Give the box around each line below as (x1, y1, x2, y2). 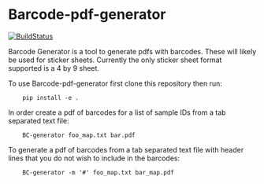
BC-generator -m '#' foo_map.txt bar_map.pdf (22, 168, 175, 176)
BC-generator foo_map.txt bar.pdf (22, 131, 136, 139)
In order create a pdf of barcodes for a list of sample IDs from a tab (8, 108, 226, 117)
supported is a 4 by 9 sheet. (8, 63, 100, 72)
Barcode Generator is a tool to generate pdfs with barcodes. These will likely (8, 46, 257, 56)
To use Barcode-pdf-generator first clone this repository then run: (8, 79, 223, 88)
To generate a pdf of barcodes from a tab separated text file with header (8, 145, 244, 154)
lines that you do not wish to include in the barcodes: (8, 153, 180, 163)
